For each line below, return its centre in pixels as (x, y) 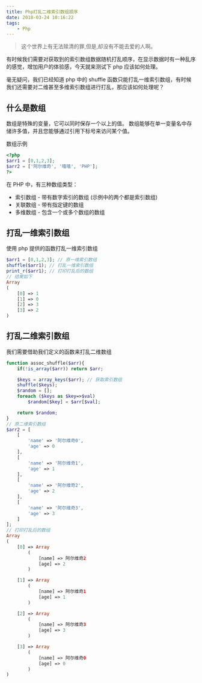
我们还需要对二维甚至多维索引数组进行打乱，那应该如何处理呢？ (85, 87)
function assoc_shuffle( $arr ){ (45, 363)
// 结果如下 (20, 277)
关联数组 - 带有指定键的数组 (49, 205)
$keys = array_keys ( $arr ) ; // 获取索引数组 (69, 380)
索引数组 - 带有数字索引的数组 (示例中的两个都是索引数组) (86, 197)
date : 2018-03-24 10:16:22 (40, 17)
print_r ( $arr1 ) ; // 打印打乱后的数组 (50, 271)
